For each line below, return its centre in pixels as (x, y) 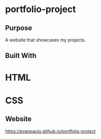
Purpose (19, 28)
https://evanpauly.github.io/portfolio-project (50, 131)
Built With (21, 56)
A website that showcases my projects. (45, 40)
